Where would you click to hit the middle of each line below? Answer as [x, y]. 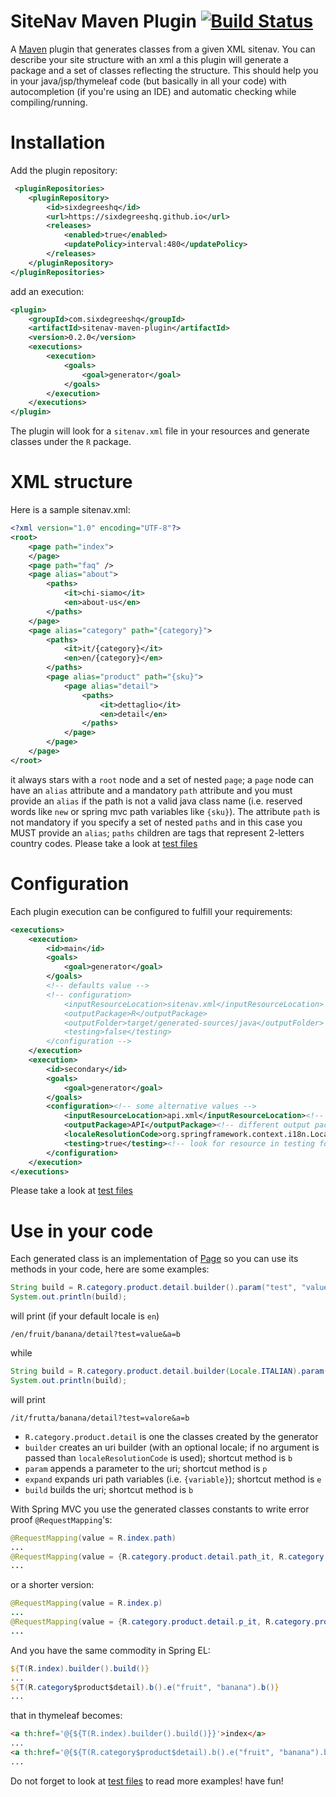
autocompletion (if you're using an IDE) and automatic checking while [153, 91]
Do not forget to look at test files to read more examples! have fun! [147, 1781]
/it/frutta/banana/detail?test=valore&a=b [100, 1418]
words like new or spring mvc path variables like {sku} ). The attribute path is [165, 811]
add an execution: [47, 291]
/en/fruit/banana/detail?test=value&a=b [96, 1335]
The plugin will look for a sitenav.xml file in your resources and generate [160, 431]
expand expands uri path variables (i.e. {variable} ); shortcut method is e [173, 1479]
